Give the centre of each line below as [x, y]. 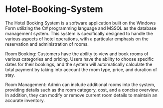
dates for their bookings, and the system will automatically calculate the [79, 64]
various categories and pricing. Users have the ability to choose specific [80, 59]
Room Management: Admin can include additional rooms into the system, [80, 84]
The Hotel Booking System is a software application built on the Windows [81, 23]
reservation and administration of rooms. [47, 44]
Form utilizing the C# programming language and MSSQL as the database [81, 28]
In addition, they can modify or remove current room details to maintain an [81, 95]
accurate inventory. [25, 100]
